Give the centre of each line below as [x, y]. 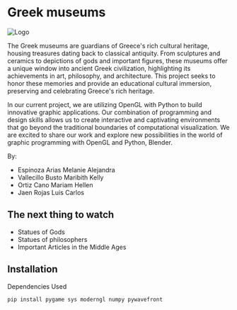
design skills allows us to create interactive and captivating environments [114, 120]
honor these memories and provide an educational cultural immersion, [110, 83]
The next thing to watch [61, 215]
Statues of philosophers [52, 239]
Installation [33, 269]
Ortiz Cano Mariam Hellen [55, 184]
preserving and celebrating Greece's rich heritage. [81, 91]
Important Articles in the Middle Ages [72, 247]
